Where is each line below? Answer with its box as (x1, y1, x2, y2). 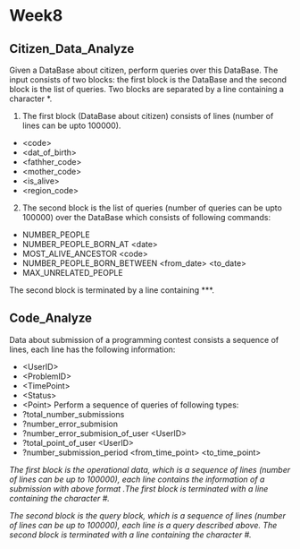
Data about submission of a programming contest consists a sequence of (9, 334, 279, 345)
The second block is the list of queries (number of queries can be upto (21, 202, 283, 213)
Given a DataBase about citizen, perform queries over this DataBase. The (9, 64, 279, 75)
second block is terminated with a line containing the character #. (9, 529, 252, 540)
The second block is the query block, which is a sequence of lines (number (9, 510, 286, 520)
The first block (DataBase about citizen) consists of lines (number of (21, 111, 274, 121)
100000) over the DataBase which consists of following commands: (21, 212, 271, 222)
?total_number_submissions (21, 408, 125, 419)
